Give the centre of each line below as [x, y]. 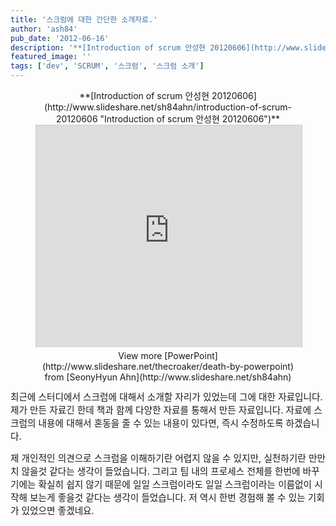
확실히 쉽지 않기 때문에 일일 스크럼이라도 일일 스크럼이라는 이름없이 [175, 485]
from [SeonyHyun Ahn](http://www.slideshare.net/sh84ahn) [168, 377]
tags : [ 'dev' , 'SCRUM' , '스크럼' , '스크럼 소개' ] [107, 66]
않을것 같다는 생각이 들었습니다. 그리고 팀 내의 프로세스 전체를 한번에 [161, 472]
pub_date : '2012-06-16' [60, 38]
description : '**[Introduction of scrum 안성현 [108, 47]
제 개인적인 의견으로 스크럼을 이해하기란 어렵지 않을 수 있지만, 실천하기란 [158, 458]
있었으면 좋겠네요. [58, 511]
